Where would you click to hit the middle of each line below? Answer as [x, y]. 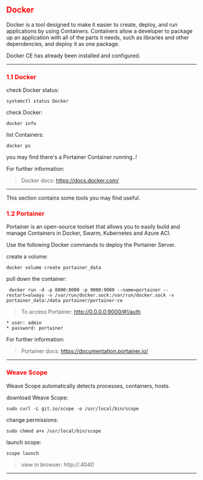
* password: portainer [35, 328]
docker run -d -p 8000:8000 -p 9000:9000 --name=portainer [85, 290]
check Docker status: [33, 90]
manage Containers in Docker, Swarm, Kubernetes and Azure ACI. [89, 233]
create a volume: [27, 257]
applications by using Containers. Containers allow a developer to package [99, 31]
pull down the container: [37, 279]
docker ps [19, 146]
